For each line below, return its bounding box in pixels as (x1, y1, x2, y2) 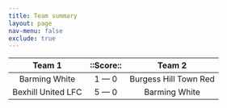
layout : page (8, 19, 53, 27)
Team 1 (32, 60, 62, 71)
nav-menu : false (8, 27, 63, 35)
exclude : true (8, 34, 57, 43)
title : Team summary (8, 11, 78, 20)
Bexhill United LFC (12, 86, 82, 98)
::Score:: (90, 60, 123, 71)
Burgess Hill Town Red (129, 73, 216, 85)
